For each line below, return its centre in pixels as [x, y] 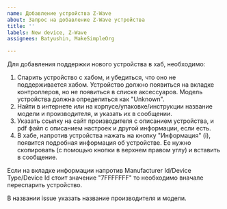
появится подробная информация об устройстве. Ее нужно [104, 143]
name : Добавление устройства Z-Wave [59, 13]
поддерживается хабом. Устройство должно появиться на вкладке [116, 85]
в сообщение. [37, 157]
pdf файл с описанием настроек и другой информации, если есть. [114, 128]
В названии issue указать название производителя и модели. [97, 198]
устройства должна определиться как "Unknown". [91, 99]
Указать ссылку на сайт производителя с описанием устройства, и [115, 121]
